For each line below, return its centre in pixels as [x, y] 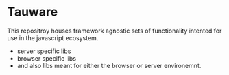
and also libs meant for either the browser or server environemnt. [109, 65]
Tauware [33, 12]
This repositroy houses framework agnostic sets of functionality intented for [114, 31]
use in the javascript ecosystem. [53, 37]
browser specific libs [47, 58]
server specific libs [44, 51]
